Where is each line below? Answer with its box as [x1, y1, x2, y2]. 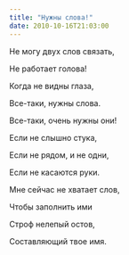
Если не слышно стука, [9, 132, 98, 143]
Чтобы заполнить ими [9, 202, 93, 212]
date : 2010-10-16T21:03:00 [9, 21, 109, 30]
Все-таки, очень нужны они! [9, 115, 117, 126]
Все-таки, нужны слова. [9, 97, 101, 108]
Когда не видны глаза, [9, 80, 94, 91]
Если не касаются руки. [9, 167, 101, 177]
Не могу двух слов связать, [9, 45, 116, 56]
